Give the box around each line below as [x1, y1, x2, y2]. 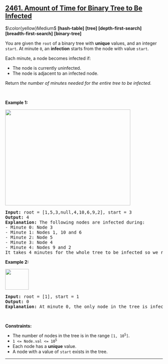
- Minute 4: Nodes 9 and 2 [5, 244, 71, 250]
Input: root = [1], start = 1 [5, 293, 79, 299]
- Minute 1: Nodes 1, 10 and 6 [5, 229, 82, 235]
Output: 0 [5, 298, 29, 304]
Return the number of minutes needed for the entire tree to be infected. [5, 80, 151, 86]
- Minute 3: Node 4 [5, 239, 53, 245]
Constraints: [5, 323, 32, 329]
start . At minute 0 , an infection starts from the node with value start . [5, 45, 149, 52]
